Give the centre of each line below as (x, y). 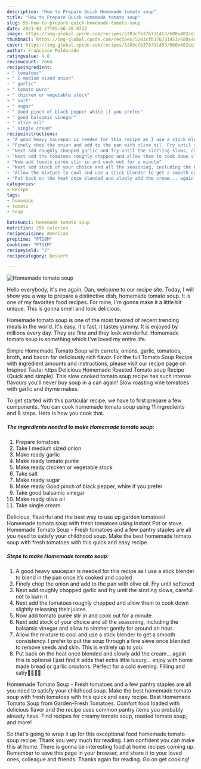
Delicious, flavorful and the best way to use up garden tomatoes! (86, 517)
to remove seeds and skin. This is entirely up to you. (79, 647)
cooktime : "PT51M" (30, 245)
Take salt (27, 474)
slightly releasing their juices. (51, 609)
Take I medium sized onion (48, 448)
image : (15, 34)
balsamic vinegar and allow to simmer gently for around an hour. (95, 629)
